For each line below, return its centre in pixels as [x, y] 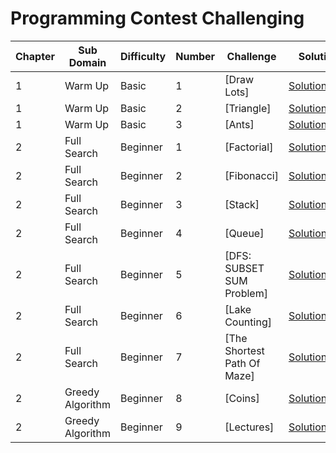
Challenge [251, 56]
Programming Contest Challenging [157, 18]
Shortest [244, 350]
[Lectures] [249, 427]
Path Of [242, 363]
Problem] [246, 293]
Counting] [248, 322]
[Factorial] [249, 147]
